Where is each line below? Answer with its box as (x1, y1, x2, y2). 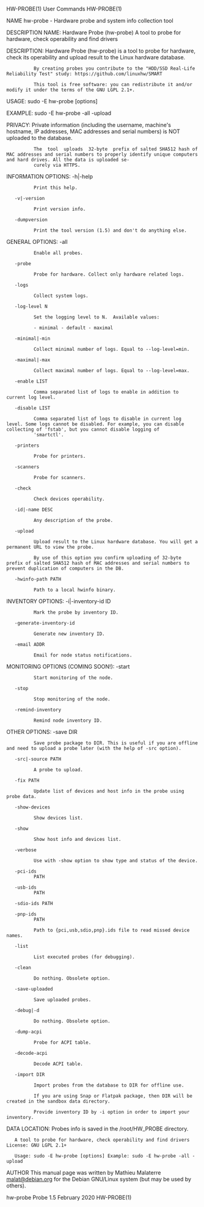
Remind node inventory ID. (33, 717, 103, 724)
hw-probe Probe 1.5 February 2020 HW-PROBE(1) (6, 1194, 132, 1201)
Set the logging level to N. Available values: (33, 314, 160, 320)
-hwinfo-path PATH (14, 576, 62, 582)
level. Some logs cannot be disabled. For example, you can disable (6, 421, 184, 427)
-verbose (14, 847, 37, 853)
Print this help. (33, 185, 78, 191)
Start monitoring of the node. (33, 675, 114, 681)
